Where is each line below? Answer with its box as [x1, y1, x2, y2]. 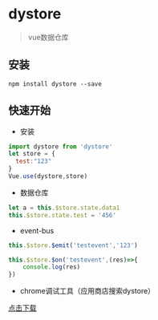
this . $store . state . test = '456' [8, 211, 116, 219]
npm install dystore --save [8, 79, 103, 88]
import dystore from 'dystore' [8, 142, 113, 151]
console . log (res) [22, 263, 81, 271]
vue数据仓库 [27, 32, 70, 42]
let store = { [8, 150, 56, 158]
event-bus [19, 225, 55, 235]
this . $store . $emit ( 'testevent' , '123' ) [8, 241, 138, 249]
